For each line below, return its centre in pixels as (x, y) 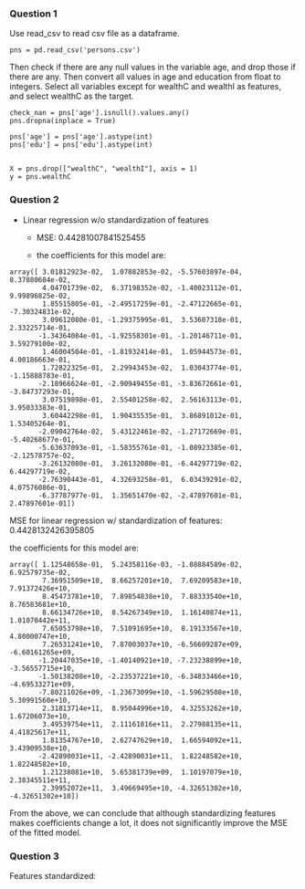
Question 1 (33, 14)
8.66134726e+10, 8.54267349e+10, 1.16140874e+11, (143, 612)
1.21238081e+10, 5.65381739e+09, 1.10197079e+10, (143, 772)
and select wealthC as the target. (72, 96)
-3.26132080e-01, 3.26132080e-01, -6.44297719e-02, (141, 464)
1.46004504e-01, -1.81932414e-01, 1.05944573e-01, (143, 351)
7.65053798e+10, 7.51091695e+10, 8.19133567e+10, (143, 628)
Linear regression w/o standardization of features (116, 220)
